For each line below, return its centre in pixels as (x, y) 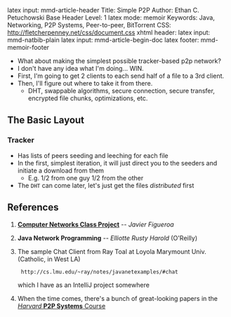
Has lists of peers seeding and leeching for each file (93, 155)
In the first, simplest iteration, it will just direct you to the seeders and (117, 163)
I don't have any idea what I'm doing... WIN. (80, 68)
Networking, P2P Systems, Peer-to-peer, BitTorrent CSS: (89, 25)
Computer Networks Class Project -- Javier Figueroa (95, 224)
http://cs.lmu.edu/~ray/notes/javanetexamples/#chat (99, 272)
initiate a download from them (60, 170)
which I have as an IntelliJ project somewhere (83, 285)
